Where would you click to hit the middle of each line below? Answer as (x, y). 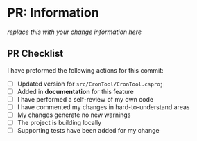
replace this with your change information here (75, 32)
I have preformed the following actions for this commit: (86, 70)
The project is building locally (59, 123)
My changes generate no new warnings (74, 115)
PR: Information (53, 13)
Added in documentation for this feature (75, 91)
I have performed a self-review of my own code (85, 99)
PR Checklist (35, 54)
